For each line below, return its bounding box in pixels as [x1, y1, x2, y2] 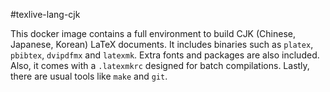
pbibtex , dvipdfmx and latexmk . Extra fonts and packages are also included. [10, 49, 320, 61]
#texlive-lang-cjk [10, 9, 81, 20]
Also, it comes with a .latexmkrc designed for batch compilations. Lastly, [10, 60, 310, 71]
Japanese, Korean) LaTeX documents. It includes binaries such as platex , [10, 39, 314, 50]
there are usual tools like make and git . [10, 70, 168, 82]
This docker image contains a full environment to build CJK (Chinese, [10, 28, 296, 39]
